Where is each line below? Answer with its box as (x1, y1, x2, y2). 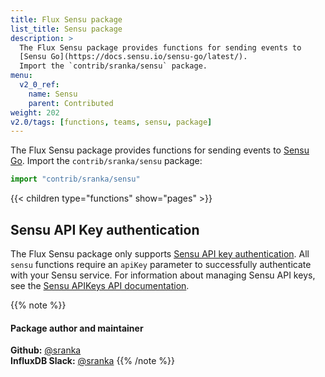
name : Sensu (28, 89, 78, 99)
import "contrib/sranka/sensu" (10, 174, 141, 185)
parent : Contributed (28, 98, 114, 108)
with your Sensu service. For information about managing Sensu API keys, (10, 269, 316, 281)
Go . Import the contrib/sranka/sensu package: (10, 155, 203, 167)
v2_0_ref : (19, 80, 60, 90)
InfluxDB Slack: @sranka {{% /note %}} (10, 355, 175, 367)
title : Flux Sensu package (10, 14, 123, 25)
